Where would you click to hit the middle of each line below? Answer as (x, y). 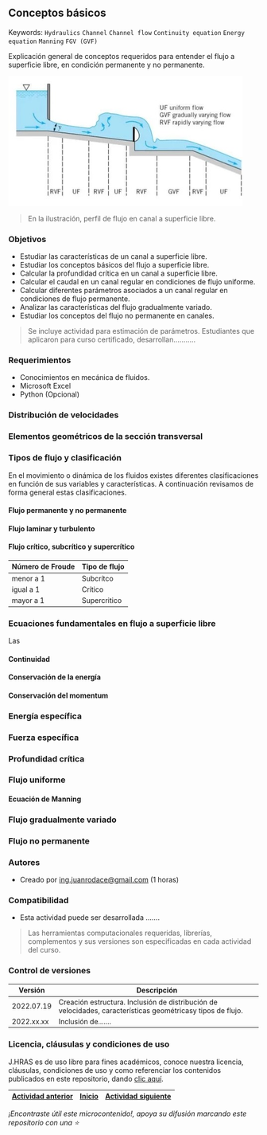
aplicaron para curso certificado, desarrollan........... (112, 340)
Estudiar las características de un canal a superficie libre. (114, 256)
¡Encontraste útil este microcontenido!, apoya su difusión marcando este (128, 1113)
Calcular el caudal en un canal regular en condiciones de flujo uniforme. (137, 282)
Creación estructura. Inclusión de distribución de (138, 1002)
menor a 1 (28, 578)
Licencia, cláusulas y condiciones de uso (89, 1044)
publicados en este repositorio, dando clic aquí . (86, 1078)
